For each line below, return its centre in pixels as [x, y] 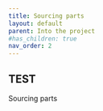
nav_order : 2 [30, 46]
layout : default [35, 23]
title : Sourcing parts [46, 16]
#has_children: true [43, 38]
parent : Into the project [51, 31]
